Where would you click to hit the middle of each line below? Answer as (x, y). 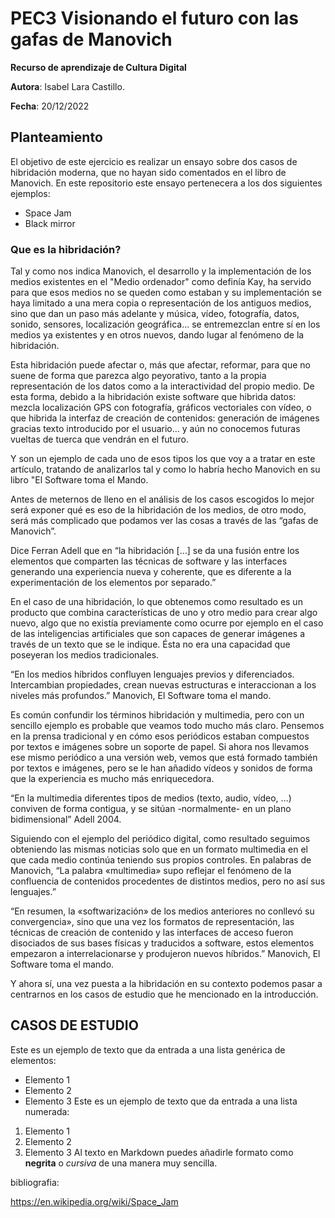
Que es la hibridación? (66, 249)
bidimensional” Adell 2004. (66, 819)
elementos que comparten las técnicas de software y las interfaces (149, 561)
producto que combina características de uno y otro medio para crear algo (164, 613)
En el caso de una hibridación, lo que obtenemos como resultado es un (156, 602)
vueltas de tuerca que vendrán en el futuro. (99, 439)
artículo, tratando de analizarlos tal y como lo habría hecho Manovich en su (165, 469)
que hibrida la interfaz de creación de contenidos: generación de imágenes (165, 418)
